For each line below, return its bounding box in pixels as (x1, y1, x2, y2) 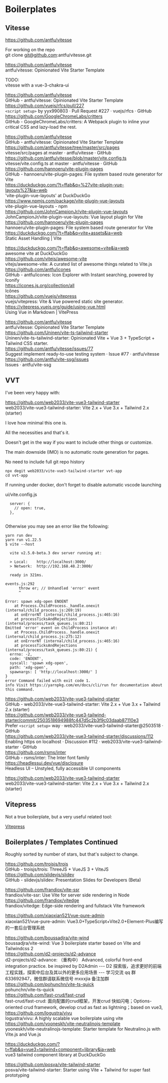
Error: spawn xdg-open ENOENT (5, 599, 69, 604)
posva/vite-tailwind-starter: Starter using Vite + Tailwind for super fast (5, 1067, 150, 1073)
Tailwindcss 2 (5, 946, 34, 952)
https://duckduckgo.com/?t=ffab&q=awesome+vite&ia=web (5, 245, 129, 251)
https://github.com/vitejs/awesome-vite (5, 256, 87, 262)
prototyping (5, 1072, 30, 1078)
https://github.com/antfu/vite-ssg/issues (5, 356, 89, 362)
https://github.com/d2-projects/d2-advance (5, 951, 96, 957)
